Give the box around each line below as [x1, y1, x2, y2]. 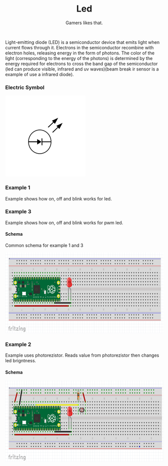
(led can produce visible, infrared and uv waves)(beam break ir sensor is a [5, 66, 159, 72]
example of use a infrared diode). [5, 71, 74, 77]
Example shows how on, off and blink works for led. [5, 195, 112, 202]
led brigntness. [5, 358, 37, 364]
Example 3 [5, 208, 32, 215]
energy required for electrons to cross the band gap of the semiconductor [5, 60, 158, 66]
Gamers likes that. [65, 20, 103, 26]
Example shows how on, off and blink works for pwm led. [5, 220, 123, 226]
